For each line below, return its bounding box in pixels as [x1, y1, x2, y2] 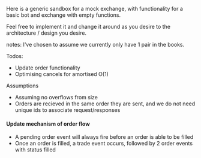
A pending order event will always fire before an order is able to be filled [14, 133, 194, 141]
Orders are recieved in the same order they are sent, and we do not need [14, 100, 196, 107]
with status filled [14, 146, 56, 153]
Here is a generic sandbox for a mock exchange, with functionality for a [6, 5, 183, 12]
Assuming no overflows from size [14, 94, 98, 101]
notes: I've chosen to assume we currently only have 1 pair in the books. [6, 41, 185, 48]
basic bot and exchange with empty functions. [6, 11, 121, 19]
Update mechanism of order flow [6, 120, 90, 127]
